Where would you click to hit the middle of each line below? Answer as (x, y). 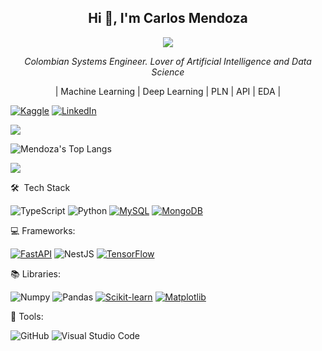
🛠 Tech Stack (40, 187)
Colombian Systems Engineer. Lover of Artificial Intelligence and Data (168, 61)
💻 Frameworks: (43, 230)
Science (168, 72)
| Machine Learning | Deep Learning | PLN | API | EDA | (168, 91)
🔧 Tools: (27, 316)
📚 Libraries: (36, 273)
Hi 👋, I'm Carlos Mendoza (168, 18)
